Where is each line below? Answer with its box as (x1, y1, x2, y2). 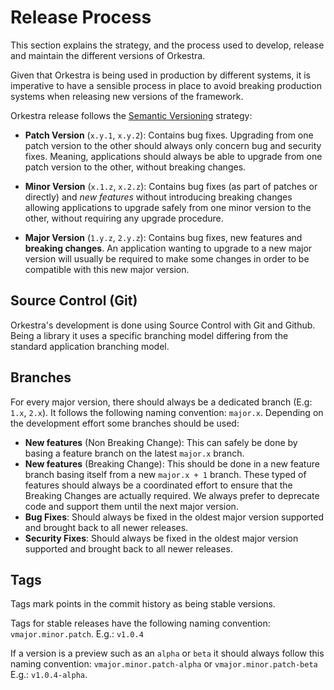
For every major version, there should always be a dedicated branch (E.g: (10, 396, 313, 408)
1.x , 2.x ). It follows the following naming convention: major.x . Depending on (10, 406, 324, 418)
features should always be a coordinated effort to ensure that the (24, 479, 293, 491)
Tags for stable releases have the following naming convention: (10, 617, 271, 630)
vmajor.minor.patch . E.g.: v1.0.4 (10, 628, 144, 640)
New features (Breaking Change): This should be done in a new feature (24, 457, 320, 470)
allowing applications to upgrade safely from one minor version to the (24, 201, 312, 213)
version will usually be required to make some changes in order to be (24, 252, 310, 265)
